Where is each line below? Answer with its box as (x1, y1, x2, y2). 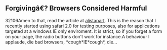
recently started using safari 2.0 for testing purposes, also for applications (5, 23, 160, 29)
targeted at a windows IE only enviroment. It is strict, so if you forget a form (5, 28, 162, 34)
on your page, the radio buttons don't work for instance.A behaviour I (5, 33, 150, 39)
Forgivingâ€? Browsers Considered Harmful (5, 4, 147, 13)
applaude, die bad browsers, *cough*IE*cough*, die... (5, 39, 117, 45)
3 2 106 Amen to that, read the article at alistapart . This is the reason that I (5, 17, 156, 23)
